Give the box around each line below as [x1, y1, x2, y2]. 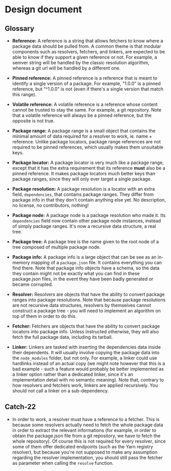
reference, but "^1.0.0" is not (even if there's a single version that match [12, 86, 164, 92]
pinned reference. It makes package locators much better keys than [12, 171, 156, 176]
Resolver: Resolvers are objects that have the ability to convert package [12, 292, 165, 297]
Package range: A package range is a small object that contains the [12, 128, 156, 134]
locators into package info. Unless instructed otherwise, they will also [12, 329, 159, 335]
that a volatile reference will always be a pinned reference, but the [12, 112, 152, 118]
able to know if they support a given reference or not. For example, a [12, 54, 157, 60]
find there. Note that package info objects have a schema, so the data [12, 265, 160, 271]
